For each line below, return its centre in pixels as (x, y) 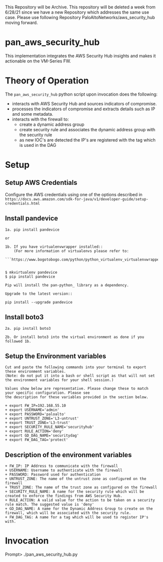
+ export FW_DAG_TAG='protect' (37, 440)
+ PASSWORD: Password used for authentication (53, 475)
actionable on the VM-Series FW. (38, 61)
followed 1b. (18, 341)
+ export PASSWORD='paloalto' (36, 414)
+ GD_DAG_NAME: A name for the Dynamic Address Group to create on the (79, 509)
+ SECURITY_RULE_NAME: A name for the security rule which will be (75, 492)
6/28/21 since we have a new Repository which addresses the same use (77, 12)
